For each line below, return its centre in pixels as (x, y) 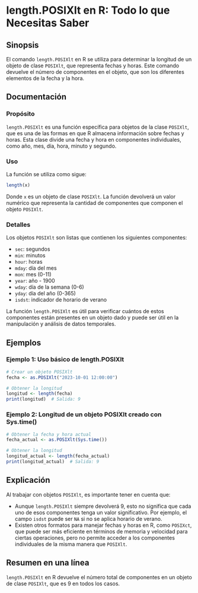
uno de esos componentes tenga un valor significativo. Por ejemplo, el (101, 512)
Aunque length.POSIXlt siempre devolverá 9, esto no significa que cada (103, 506)
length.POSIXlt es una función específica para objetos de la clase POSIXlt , (98, 127)
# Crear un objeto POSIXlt (39, 372)
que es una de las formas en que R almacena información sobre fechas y (95, 133)
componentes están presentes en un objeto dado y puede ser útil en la (92, 318)
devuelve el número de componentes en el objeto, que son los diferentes (95, 72)
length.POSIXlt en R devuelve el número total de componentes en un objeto (99, 577)
